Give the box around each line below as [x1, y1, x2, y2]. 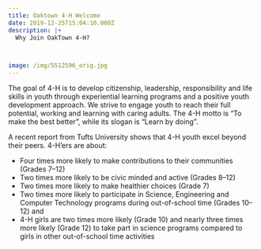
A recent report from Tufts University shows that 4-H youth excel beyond [8, 132, 247, 142]
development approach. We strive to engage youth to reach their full [8, 100, 231, 110]
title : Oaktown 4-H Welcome [8, 11, 101, 20]
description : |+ [8, 26, 62, 34]
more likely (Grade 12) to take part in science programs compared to [19, 223, 243, 233]
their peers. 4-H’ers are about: [8, 141, 108, 150]
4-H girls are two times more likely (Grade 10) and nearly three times [19, 215, 244, 224]
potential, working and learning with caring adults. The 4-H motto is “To [8, 108, 242, 119]
